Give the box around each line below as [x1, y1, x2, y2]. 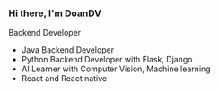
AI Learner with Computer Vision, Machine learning [21, 63, 212, 74]
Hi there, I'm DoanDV [8, 7, 102, 20]
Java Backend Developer [21, 45, 114, 55]
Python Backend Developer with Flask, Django [21, 54, 193, 65]
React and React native [21, 73, 108, 84]
